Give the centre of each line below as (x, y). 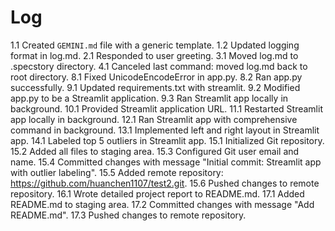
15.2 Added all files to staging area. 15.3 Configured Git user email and (155, 151)
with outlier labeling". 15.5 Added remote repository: (117, 172)
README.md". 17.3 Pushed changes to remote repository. (128, 215)
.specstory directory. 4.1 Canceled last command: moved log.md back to (159, 66)
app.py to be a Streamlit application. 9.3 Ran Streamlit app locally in (149, 98)
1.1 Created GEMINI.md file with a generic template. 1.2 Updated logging (155, 45)
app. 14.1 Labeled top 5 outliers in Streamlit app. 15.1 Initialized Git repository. (167, 140)
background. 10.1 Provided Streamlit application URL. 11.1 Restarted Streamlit (166, 108)
